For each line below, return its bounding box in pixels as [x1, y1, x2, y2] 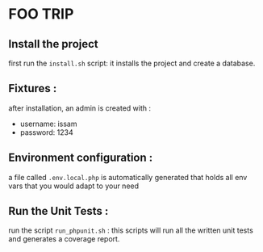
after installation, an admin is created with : [8, 103, 152, 113]
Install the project [8, 37, 98, 51]
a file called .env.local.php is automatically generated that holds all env [8, 172, 248, 182]
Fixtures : [8, 82, 57, 95]
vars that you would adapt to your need [8, 181, 140, 191]
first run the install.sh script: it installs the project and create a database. [8, 58, 256, 68]
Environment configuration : [8, 151, 153, 165]
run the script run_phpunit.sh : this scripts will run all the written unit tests [8, 225, 254, 235]
